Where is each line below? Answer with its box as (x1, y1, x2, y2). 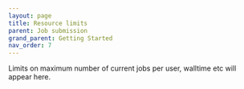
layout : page (8, 11, 52, 20)
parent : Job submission (8, 26, 88, 34)
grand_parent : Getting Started (8, 34, 113, 42)
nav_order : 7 (8, 42, 52, 50)
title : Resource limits (8, 19, 88, 27)
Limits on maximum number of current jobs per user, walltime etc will (8, 63, 237, 73)
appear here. (8, 72, 51, 82)
